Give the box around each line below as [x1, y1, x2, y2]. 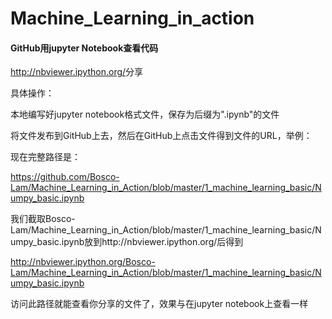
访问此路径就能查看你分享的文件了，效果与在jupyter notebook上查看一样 [10, 298, 309, 310]
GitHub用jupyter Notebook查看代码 [10, 42, 159, 54]
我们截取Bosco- [10, 213, 76, 225]
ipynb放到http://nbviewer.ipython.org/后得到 [61, 236, 244, 248]
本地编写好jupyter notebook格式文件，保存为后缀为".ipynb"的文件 [10, 108, 280, 121]
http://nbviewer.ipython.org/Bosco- [10, 256, 156, 268]
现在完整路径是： [10, 151, 81, 163]
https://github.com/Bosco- [10, 171, 120, 183]
